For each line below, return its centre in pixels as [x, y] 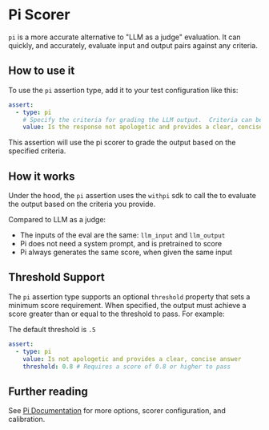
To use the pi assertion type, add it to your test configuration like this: [123, 90]
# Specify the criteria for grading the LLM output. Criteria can [137, 120]
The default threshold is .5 [52, 329]
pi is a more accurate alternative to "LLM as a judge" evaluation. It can [125, 37]
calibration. [27, 420]
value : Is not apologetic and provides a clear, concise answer [132, 359]
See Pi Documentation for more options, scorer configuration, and [117, 411]
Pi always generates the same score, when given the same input [126, 252]
